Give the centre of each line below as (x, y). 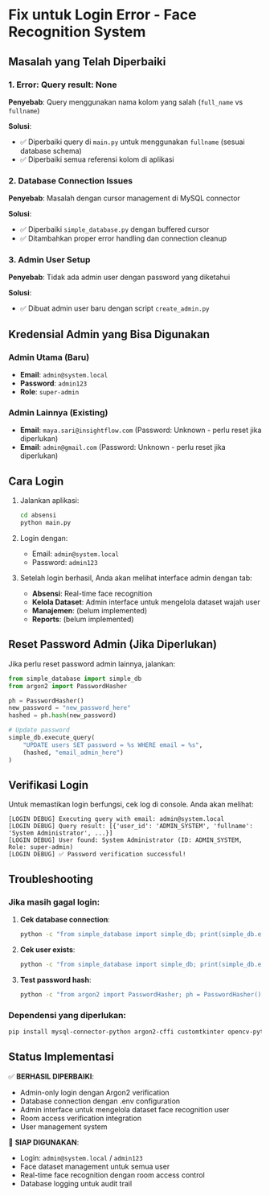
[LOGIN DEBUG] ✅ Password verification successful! (97, 855)
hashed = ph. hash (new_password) (62, 716)
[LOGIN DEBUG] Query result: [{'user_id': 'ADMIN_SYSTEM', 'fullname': (131, 827)
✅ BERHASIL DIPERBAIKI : (51, 1076)
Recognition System (77, 32)
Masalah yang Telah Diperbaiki (87, 62)
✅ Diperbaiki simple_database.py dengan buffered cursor (115, 229)
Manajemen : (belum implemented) (90, 611)
